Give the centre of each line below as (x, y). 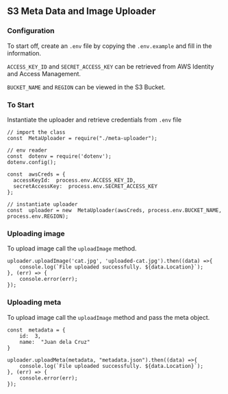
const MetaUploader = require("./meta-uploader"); (82, 138)
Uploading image (36, 233)
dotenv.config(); (32, 162)
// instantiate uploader (42, 204)
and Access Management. (44, 73)
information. (24, 53)
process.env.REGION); (38, 216)
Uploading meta (34, 303)
